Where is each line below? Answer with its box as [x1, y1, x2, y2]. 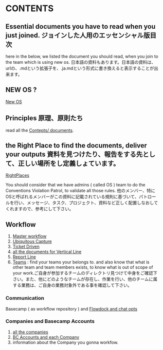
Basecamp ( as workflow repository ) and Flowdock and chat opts [5, 306, 138, 312]
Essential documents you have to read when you [5, 22, 156, 31]
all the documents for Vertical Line [12, 249, 82, 255]
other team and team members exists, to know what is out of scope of [12, 264, 153, 270]
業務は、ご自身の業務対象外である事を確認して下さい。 [21, 282, 132, 288]
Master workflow [12, 233, 47, 239]
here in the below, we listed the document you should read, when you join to [5, 54, 159, 59]
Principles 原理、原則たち [5, 114, 83, 122]
